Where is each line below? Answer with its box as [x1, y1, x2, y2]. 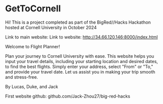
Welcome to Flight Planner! [5, 43, 60, 49]
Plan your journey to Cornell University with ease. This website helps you [5, 53, 155, 59]
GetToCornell [5, 3, 61, 14]
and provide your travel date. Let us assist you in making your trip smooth [5, 69, 155, 74]
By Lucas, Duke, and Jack [5, 83, 58, 89]
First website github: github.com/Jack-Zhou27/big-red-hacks [5, 93, 130, 99]
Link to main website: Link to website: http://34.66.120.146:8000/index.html [5, 34, 158, 40]
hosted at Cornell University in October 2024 [5, 24, 97, 30]
